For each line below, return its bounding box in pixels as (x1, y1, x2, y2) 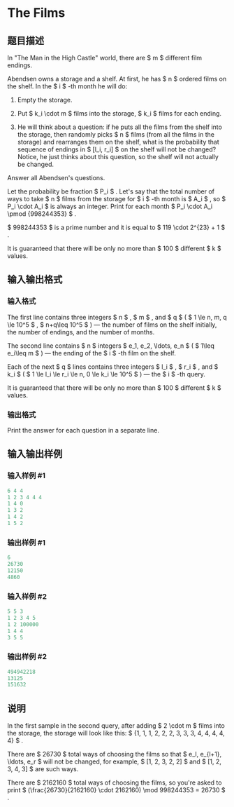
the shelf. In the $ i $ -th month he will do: (7, 82, 128, 90)
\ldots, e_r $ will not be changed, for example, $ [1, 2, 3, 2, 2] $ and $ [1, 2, (7, 757, 221, 766)
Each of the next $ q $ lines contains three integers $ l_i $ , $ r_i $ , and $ (7, 362, 219, 371)
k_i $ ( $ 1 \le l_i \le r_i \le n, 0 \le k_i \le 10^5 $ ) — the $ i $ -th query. (7, 369, 206, 378)
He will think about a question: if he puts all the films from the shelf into (17, 123, 222, 131)
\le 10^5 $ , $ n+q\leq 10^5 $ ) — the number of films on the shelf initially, (7, 320, 217, 329)
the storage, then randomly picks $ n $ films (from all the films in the (17, 130, 215, 138)
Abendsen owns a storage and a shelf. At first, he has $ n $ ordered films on (7, 75, 227, 83)
